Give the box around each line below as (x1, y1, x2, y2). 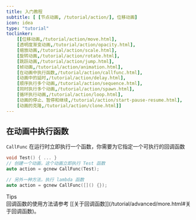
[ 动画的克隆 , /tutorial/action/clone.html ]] (17, 102, 122, 109)
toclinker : (6, 31, 33, 37)
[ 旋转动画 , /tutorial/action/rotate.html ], (17, 53, 120, 59)
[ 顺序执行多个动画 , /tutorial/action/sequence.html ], (17, 81, 143, 87)
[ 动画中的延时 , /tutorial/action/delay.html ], (17, 75, 126, 81)
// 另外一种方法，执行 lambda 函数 (6, 177, 84, 183)
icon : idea (6, 20, 33, 26)
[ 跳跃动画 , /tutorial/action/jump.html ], (17, 58, 115, 64)
